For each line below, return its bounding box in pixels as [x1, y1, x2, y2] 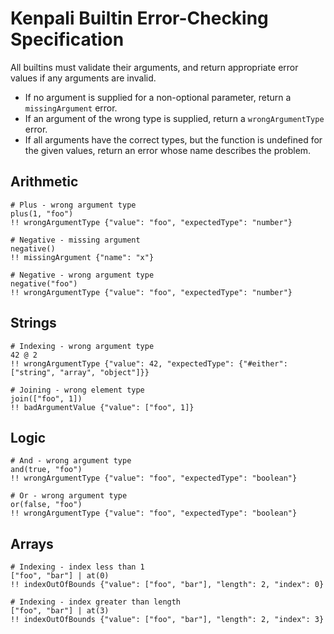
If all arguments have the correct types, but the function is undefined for [24, 133, 323, 146]
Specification [10, 28, 125, 51]
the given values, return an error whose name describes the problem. [24, 144, 312, 156]
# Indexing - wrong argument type [10, 341, 155, 351]
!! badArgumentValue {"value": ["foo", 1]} [10, 402, 195, 412]
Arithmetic [10, 173, 79, 191]
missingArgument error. [24, 102, 118, 114]
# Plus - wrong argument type [10, 200, 137, 210]
